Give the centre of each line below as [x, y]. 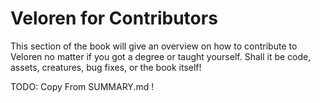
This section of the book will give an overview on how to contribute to [154, 46]
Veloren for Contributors [114, 18]
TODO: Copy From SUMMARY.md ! [82, 86]
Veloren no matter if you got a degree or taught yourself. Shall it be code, [161, 56]
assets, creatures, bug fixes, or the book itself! [106, 67]
